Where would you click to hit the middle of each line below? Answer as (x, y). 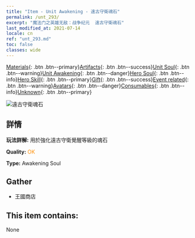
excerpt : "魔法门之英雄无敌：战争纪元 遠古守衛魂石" (65, 22)
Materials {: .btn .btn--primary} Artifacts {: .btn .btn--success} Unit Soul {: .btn (98, 67)
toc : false (19, 45)
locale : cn (19, 34)
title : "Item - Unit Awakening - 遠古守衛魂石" (63, 12)
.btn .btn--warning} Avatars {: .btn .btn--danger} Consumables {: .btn (88, 86)
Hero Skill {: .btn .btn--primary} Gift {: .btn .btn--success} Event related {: (103, 79)
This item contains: (42, 215)
